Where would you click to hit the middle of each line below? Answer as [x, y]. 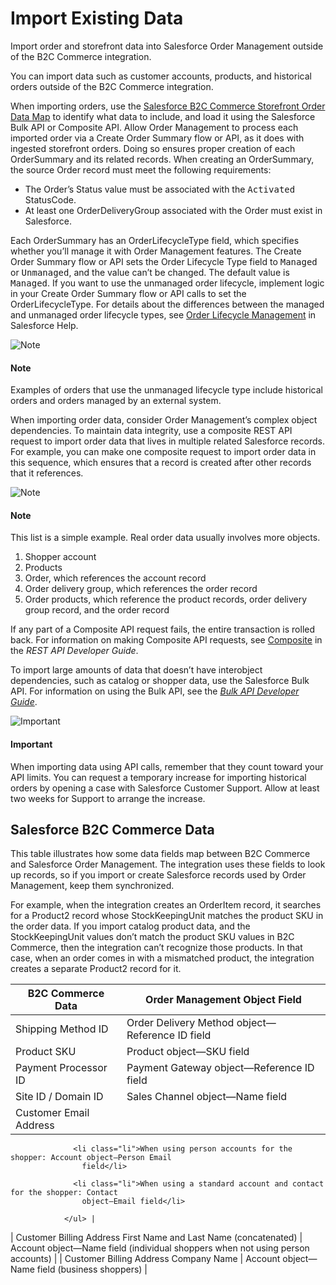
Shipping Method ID [62, 1029]
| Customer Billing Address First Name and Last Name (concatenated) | [156, 1238]
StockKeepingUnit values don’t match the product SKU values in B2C [152, 937]
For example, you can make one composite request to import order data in [163, 452]
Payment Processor [61, 1068]
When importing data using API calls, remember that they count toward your [167, 766]
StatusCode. [50, 199]
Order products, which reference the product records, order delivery [166, 599]
